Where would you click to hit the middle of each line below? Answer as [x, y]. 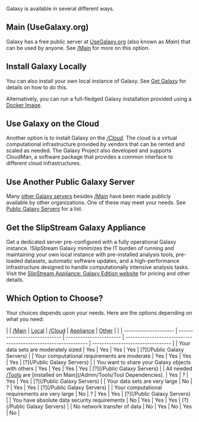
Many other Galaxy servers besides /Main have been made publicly [89, 196]
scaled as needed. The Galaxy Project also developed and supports [89, 150]
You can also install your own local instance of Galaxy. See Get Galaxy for [96, 81]
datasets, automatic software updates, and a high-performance [102, 261]
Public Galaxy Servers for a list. [45, 209]
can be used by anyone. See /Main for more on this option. [78, 48]
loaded [15, 261]
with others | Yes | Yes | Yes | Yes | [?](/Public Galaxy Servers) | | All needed [99, 369]
